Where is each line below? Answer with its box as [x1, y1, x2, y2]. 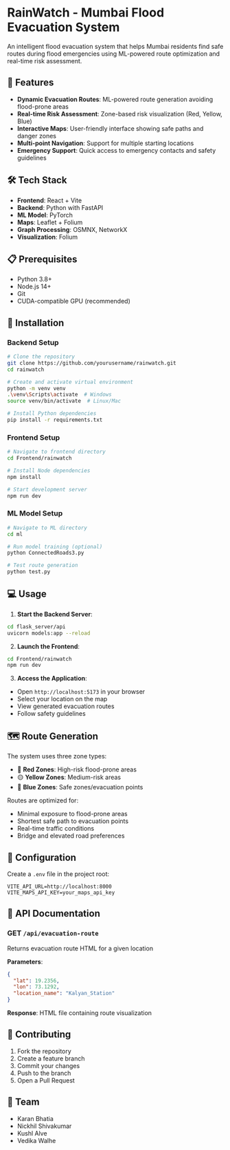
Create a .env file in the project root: [7, 869, 110, 878]
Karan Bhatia [16, 1114, 54, 1122]
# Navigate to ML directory [7, 524, 88, 531]
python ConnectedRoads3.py [7, 549, 84, 557]
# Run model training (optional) [7, 543, 103, 550]
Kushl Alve [16, 1129, 47, 1137]
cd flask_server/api [7, 623, 67, 630]
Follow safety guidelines [16, 710, 86, 718]
